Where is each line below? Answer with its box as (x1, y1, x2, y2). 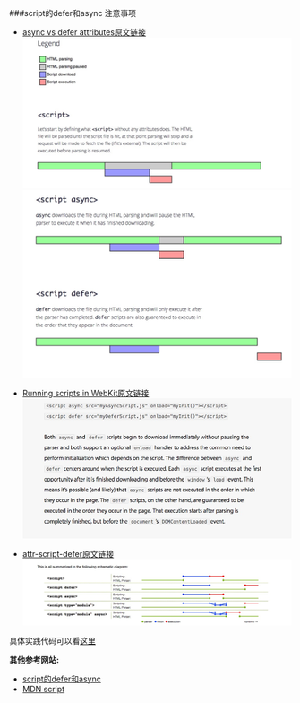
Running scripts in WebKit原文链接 (21, 387, 150, 398)
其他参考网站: (9, 654, 60, 665)
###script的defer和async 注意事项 (9, 8, 137, 18)
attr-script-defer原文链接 (21, 548, 115, 559)
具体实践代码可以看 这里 (9, 635, 96, 646)
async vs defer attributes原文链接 (21, 27, 146, 38)
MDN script (21, 683, 65, 694)
